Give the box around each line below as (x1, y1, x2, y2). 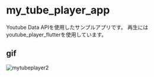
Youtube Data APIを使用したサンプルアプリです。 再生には (6, 24, 149, 31)
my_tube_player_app (6, 4, 110, 17)
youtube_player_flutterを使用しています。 (6, 31, 107, 38)
